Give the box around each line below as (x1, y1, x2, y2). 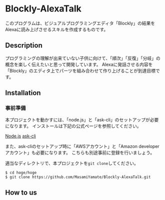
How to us (5, 188, 37, 196)
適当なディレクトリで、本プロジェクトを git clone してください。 (5, 160, 139, 166)
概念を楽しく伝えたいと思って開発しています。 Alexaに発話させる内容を (5, 61, 153, 67)
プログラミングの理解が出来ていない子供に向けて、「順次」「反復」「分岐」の (5, 55, 161, 61)
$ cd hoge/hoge (5, 170, 37, 175)
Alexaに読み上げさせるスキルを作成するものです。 (5, 26, 108, 32)
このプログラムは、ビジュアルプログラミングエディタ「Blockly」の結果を (5, 20, 155, 26)
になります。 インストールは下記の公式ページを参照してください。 (5, 123, 141, 129)
